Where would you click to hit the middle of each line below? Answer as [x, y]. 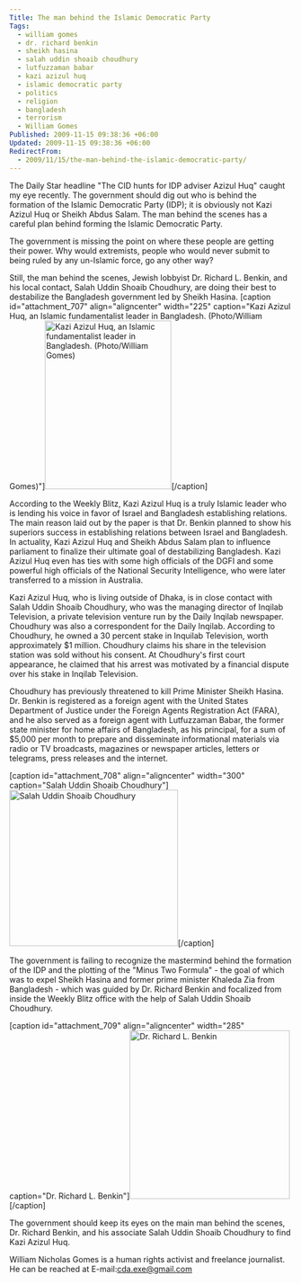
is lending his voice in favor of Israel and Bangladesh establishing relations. [148, 512]
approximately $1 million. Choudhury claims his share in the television [138, 645]
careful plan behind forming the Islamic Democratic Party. [116, 223]
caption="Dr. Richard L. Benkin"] [70, 1196]
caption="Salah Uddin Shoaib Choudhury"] [89, 785]
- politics [38, 93]
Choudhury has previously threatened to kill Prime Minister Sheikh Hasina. [147, 691]
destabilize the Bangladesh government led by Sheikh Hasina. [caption [140, 297]
